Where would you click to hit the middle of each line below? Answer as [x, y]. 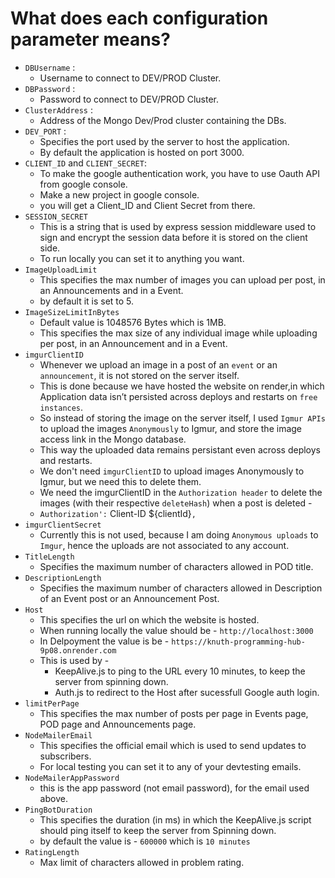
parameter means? [90, 39]
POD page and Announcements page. [118, 724]
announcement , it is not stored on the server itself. [139, 375]
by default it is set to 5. [87, 301]
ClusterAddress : [59, 109]
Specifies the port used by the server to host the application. [164, 141]
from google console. [83, 184]
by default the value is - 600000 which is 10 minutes [145, 841]
